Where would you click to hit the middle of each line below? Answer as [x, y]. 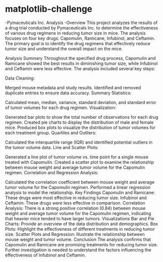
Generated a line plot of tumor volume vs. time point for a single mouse [77, 157]
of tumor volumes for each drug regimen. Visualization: [61, 107]
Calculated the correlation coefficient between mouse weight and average [80, 182]
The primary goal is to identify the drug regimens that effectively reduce [78, 43]
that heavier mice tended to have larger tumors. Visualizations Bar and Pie [80, 218]
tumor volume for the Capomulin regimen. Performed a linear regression [78, 187]
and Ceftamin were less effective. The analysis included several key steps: [80, 68]
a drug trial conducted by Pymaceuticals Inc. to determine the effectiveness [81, 27]
